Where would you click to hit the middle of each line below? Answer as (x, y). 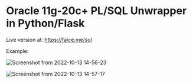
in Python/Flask (45, 23)
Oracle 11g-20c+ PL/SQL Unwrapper (97, 11)
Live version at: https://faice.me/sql (49, 39)
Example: (17, 51)
